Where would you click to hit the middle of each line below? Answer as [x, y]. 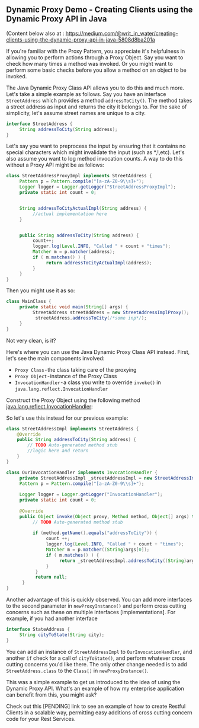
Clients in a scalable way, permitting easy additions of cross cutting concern [99, 712]
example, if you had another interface [52, 618]
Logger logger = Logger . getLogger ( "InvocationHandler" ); [91, 494]
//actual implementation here [70, 214]
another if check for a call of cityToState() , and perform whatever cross [96, 658]
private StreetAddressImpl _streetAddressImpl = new [86, 478]
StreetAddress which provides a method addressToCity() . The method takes [99, 100]
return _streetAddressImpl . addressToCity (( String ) [123, 561]
